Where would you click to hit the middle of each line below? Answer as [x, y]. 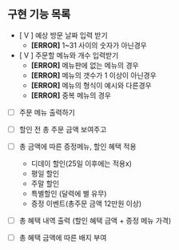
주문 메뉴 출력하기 [47, 112]
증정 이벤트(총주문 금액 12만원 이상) [86, 204]
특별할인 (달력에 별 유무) [69, 194]
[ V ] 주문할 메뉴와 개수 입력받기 [69, 55]
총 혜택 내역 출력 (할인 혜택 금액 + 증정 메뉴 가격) [95, 220]
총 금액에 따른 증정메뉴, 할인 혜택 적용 [78, 146]
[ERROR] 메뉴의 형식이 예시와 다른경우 [91, 85]
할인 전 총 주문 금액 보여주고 [63, 129]
